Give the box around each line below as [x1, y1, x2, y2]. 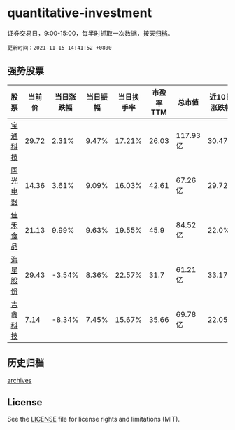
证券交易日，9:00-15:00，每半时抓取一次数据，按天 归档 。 [7, 29, 174, 37]
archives [7, 376, 32, 384]
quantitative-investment [7, 5, 152, 21]
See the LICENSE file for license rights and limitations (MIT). [7, 415, 180, 424]
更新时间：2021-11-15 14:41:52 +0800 [7, 44, 112, 51]
